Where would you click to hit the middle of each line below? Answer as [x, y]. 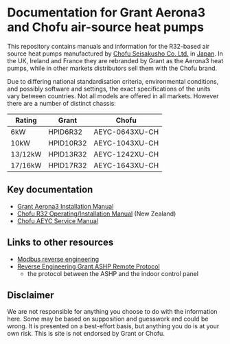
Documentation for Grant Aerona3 [106, 13]
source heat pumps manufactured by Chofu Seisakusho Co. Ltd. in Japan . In [115, 54]
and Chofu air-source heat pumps [106, 27]
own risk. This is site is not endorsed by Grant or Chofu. [86, 334]
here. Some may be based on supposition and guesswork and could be [108, 319]
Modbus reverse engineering [58, 259]
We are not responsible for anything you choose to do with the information [112, 312]
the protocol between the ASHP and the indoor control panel [113, 273]
